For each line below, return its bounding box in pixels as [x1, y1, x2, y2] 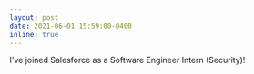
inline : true [9, 30, 59, 39]
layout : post [9, 13, 59, 23]
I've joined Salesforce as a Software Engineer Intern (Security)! [9, 55, 246, 66]
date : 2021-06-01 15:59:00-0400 [9, 22, 132, 31]
